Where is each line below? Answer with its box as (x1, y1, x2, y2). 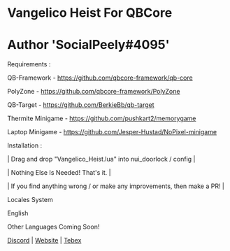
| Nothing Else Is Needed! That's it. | (7, 168, 111, 177)
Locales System (7, 196, 54, 204)
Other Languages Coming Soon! (7, 222, 100, 231)
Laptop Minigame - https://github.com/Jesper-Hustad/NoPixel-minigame (7, 128, 217, 136)
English (7, 209, 29, 217)
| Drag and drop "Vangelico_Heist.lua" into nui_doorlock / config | (7, 155, 196, 164)
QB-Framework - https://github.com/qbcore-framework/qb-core (7, 73, 194, 82)
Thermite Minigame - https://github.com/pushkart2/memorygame (7, 114, 196, 123)
